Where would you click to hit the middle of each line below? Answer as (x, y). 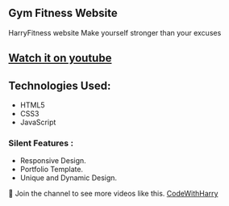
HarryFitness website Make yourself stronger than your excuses (115, 32)
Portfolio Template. (51, 170)
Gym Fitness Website (63, 13)
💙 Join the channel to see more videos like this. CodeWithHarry (113, 194)
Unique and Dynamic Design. (69, 178)
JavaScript (38, 122)
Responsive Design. (53, 161)
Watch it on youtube (60, 59)
